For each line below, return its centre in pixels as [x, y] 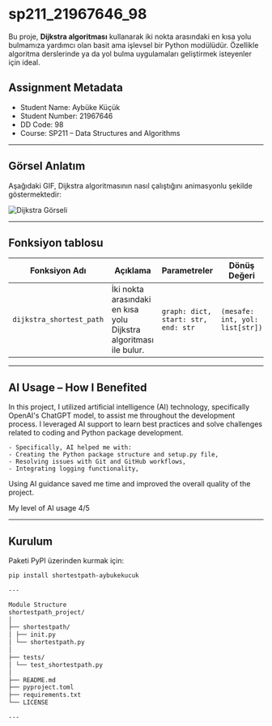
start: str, [185, 320]
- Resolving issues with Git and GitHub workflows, [97, 462]
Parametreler [187, 270]
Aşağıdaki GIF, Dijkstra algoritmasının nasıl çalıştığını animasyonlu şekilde [130, 185]
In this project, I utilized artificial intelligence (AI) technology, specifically [129, 407]
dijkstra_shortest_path [58, 320]
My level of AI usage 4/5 [49, 508]
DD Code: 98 [42, 124]
